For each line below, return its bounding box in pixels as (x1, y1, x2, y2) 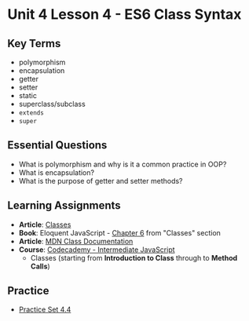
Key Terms (7, 37, 61, 50)
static (18, 91, 37, 100)
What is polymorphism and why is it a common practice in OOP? (18, 159, 227, 169)
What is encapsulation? (18, 167, 95, 177)
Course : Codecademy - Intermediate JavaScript (18, 245, 175, 254)
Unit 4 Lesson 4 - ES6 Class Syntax (7, 5, 242, 24)
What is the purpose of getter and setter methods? (18, 176, 183, 185)
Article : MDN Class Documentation (18, 236, 134, 246)
